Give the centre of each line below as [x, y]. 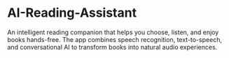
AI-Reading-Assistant [72, 13]
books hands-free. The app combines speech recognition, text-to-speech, [115, 39]
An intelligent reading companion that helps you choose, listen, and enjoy [113, 32]
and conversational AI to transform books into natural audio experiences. [112, 47]
